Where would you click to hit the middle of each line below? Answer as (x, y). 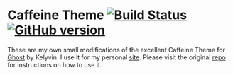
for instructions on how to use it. (55, 64)
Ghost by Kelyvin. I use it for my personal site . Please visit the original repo (116, 57)
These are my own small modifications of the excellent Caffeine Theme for (116, 50)
